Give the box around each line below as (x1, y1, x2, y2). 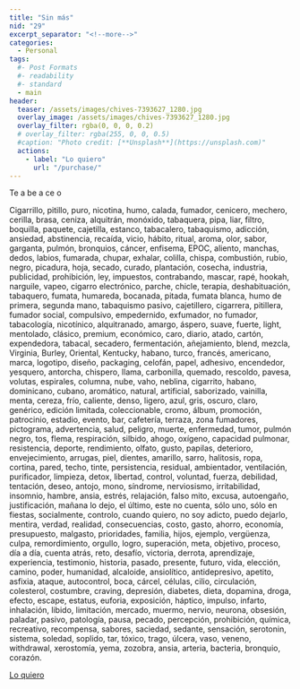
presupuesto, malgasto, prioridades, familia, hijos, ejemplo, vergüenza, (9, 529, 270, 539)
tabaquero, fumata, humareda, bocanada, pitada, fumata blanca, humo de (9, 290, 282, 301)
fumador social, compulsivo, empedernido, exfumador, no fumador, (9, 310, 259, 321)
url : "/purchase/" (32, 163, 102, 172)
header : (9, 96, 39, 106)
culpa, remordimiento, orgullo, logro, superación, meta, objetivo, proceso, (9, 538, 281, 549)
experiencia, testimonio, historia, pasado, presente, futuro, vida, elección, (9, 557, 280, 568)
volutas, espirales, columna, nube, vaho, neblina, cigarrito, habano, (9, 376, 257, 387)
